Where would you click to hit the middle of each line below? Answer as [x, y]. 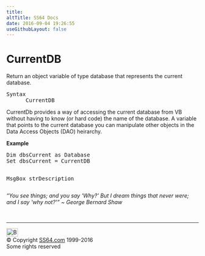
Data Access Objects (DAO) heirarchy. [54, 131]
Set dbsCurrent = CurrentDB [48, 161]
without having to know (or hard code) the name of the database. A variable [102, 119]
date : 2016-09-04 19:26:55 [41, 23]
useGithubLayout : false [37, 29]
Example [18, 144]
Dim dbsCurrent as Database [48, 155]
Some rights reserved [34, 247]
